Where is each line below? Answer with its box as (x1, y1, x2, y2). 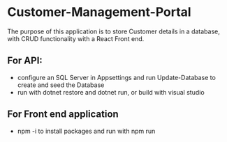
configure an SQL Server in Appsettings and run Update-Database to (17, 73, 217, 81)
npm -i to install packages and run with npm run (17, 127, 156, 135)
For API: (7, 55, 43, 67)
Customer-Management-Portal (7, 4, 191, 20)
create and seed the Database (17, 81, 105, 89)
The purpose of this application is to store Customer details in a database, (7, 27, 220, 35)
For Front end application (7, 109, 119, 120)
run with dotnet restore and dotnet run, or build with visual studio (17, 88, 205, 96)
